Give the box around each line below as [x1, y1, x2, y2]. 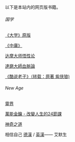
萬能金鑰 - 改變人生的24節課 [5, 111, 62, 117]
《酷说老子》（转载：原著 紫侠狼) [5, 73, 70, 79]
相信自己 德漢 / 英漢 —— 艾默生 [5, 132, 67, 138]
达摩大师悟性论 [5, 53, 35, 59]
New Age [5, 85, 24, 91]
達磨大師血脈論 [5, 63, 35, 69]
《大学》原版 [5, 32, 31, 38]
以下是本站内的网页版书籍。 [5, 4, 61, 10]
